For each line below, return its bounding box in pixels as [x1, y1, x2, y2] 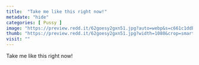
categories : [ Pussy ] [6, 19, 62, 25]
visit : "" [6, 36, 31, 42]
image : [6, 25, 23, 31]
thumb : [6, 31, 23, 37]
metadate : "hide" [6, 14, 49, 20]
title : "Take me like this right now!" [6, 8, 108, 15]
